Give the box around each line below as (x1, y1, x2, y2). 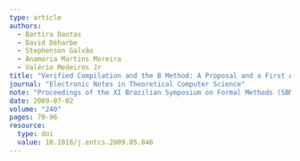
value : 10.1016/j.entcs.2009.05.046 (17, 138, 154, 147)
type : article (9, 13, 62, 22)
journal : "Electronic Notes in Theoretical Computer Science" (9, 80, 246, 89)
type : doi (17, 130, 54, 139)
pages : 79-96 (9, 113, 58, 122)
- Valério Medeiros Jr (17, 64, 102, 72)
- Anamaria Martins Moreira (17, 55, 122, 64)
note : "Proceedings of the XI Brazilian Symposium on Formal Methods (9, 88, 274, 97)
